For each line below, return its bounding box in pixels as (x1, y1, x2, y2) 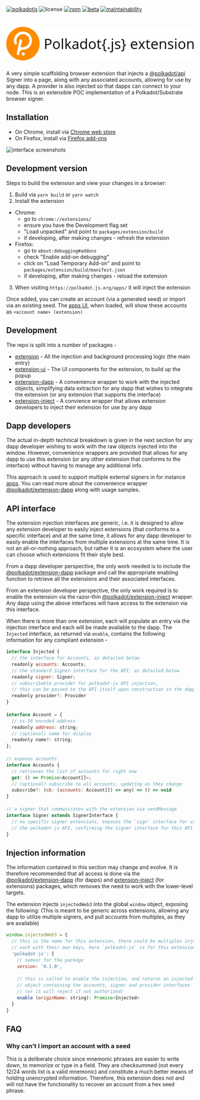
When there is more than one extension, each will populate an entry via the (6, 618, 190, 625)
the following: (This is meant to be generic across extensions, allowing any (6, 907, 189, 914)
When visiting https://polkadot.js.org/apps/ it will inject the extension (14, 284, 190, 291)
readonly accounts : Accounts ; (11, 661, 86, 667)
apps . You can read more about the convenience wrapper (6, 480, 148, 487)
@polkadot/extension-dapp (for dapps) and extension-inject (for (6, 876, 165, 883)
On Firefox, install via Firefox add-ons (14, 134, 107, 141)
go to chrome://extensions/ (23, 215, 92, 222)
